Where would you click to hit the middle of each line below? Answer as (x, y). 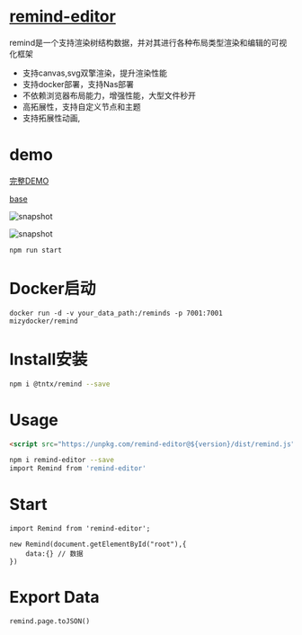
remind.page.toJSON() (50, 622)
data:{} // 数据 (54, 554)
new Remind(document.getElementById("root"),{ (98, 545)
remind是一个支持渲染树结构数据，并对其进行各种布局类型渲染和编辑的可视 (148, 42)
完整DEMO (29, 181)
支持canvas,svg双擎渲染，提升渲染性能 (95, 73)
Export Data (55, 598)
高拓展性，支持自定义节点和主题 (81, 106)
